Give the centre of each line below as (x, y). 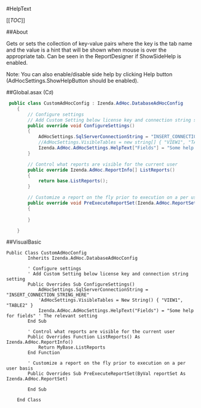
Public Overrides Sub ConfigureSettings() (81, 284)
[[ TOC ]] (16, 20)
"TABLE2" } (20, 305)
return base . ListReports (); (73, 181)
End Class (29, 400)
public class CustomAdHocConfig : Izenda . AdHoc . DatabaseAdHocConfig (96, 103)
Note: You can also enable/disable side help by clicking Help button (89, 74)
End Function (44, 353)
